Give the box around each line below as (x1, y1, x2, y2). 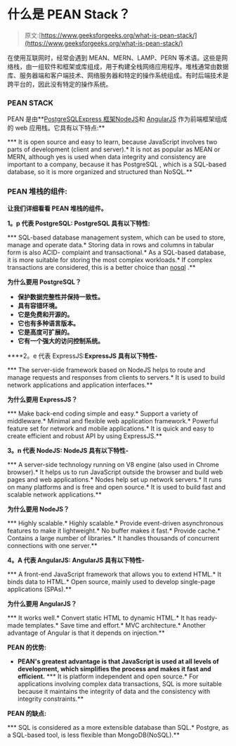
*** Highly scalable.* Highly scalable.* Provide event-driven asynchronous (7, 518, 223, 527)
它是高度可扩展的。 (17, 328, 74, 336)
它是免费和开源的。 (17, 310, 74, 318)
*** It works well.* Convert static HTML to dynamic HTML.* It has (7, 614, 197, 622)
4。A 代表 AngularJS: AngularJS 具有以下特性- (7, 556, 145, 564)
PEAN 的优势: (7, 642, 47, 652)
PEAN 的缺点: (7, 709, 47, 717)
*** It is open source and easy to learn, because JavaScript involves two (7, 138, 218, 147)
